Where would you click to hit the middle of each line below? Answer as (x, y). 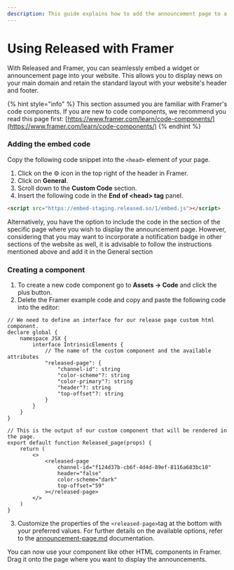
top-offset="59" (81, 486)
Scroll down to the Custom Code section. (77, 188)
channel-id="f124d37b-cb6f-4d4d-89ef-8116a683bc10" (134, 468)
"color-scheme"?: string (94, 376)
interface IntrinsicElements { (78, 345)
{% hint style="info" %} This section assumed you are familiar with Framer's (117, 104)
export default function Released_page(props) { (80, 443)
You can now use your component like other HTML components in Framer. (115, 552)
